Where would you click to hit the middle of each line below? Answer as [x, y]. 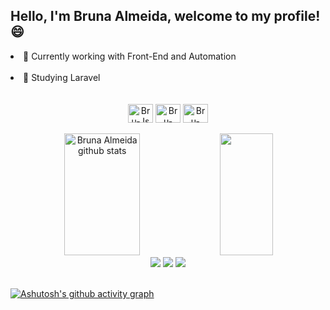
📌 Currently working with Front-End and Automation [130, 56]
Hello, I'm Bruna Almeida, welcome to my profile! [165, 16]
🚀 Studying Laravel [62, 77]
